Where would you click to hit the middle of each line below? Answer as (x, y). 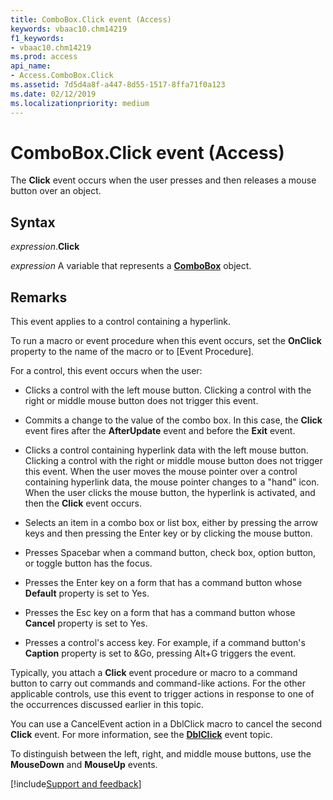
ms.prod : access (44, 57)
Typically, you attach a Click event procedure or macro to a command (154, 673)
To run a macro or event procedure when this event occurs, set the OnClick (166, 341)
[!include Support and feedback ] (76, 784)
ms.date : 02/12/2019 (53, 94)
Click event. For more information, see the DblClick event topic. (141, 735)
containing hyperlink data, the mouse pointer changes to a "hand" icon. (172, 482)
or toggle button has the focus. (88, 563)
